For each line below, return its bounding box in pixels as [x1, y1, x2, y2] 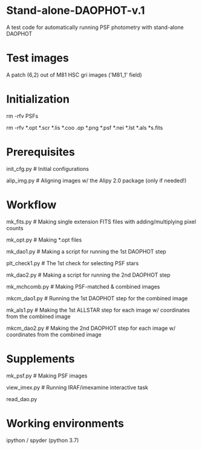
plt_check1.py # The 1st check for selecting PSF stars [6, 259, 139, 266]
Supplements [6, 352, 75, 365]
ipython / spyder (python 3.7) [6, 436, 79, 444]
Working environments [6, 416, 124, 430]
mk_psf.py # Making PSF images [6, 372, 88, 379]
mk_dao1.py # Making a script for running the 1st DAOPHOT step [6, 248, 166, 255]
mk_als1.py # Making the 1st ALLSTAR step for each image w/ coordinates [6, 306, 191, 313]
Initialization [6, 92, 70, 106]
